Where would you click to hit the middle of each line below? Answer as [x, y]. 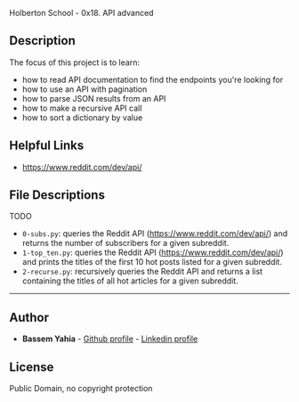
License [32, 367]
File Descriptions [57, 195]
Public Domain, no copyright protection [81, 389]
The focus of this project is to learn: [75, 62]
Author [29, 317]
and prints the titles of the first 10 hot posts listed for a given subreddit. [152, 262]
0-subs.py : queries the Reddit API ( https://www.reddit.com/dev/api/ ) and [155, 234]
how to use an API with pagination [85, 89]
